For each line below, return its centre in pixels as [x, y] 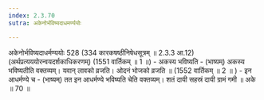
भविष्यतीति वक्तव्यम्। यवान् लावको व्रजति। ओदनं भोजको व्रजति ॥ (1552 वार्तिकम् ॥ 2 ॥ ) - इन [130, 70]
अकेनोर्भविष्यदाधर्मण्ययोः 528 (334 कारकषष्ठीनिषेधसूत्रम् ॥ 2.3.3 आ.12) [101, 52]
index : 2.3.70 [32, 15]
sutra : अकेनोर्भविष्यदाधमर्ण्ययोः [45, 23]
